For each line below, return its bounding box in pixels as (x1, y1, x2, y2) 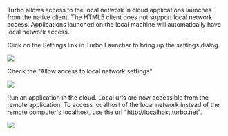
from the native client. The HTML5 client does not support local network (7, 13, 213, 21)
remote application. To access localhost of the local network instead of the (7, 101, 220, 109)
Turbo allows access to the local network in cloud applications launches (7, 6, 212, 14)
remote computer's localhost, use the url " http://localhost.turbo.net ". (7, 108, 202, 116)
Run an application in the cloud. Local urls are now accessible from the (7, 93, 209, 102)
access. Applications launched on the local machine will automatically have (7, 21, 221, 28)
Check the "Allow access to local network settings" (7, 67, 153, 75)
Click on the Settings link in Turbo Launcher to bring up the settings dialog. (7, 41, 220, 49)
